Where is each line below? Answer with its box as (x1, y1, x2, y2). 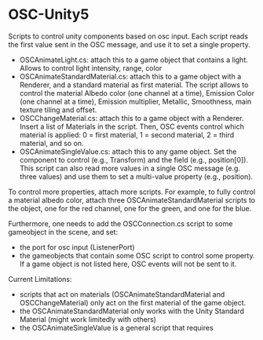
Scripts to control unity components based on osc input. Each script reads (8, 31, 249, 41)
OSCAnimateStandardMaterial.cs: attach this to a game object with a (19, 71, 242, 81)
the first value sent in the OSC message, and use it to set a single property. (8, 39, 251, 49)
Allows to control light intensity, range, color (19, 63, 163, 72)
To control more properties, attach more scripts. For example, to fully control (8, 187, 256, 196)
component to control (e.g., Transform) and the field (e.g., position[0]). (19, 155, 249, 164)
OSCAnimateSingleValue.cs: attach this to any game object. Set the (19, 147, 237, 156)
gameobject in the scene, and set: (8, 227, 119, 236)
